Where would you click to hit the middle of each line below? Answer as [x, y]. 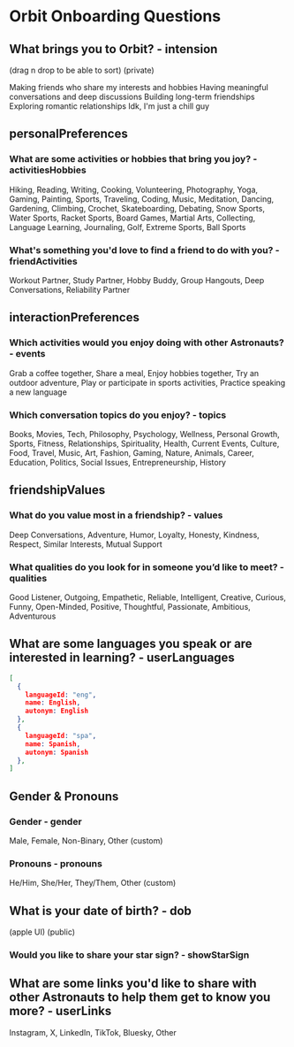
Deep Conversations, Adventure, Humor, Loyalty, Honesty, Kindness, [135, 535]
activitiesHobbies [48, 170]
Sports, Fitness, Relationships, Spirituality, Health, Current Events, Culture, [144, 443]
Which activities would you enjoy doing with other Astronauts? [147, 343]
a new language [38, 392]
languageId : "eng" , [61, 695]
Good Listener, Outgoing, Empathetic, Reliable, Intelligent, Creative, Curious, [148, 597]
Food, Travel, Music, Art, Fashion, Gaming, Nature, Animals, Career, [132, 452]
